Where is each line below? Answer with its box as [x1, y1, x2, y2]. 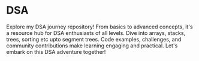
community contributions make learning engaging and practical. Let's [6, 42, 178, 49]
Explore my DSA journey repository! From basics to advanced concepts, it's [6, 23, 193, 30]
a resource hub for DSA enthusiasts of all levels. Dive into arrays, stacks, [6, 29, 186, 36]
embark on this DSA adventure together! [6, 48, 106, 55]
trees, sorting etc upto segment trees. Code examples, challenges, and [6, 36, 182, 43]
